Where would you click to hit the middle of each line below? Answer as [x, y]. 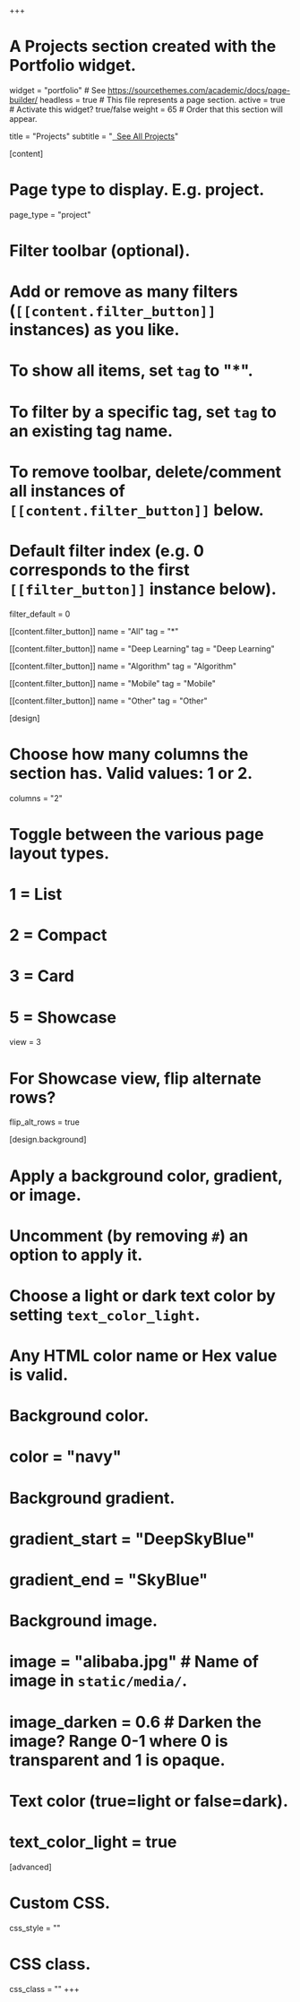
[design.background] [48, 1140]
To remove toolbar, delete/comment [146, 472]
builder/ [24, 99]
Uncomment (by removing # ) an [129, 1235]
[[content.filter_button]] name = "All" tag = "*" [94, 631]
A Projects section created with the [143, 47]
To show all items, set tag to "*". [131, 371]
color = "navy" [65, 1457]
